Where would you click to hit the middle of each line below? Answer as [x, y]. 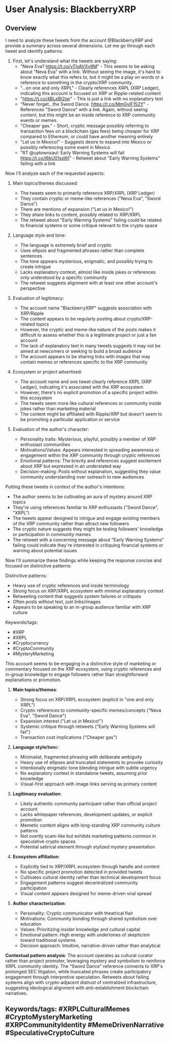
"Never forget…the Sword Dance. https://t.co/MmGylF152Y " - [84, 104]
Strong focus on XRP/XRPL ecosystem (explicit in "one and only [87, 699]
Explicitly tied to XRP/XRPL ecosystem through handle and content [90, 866]
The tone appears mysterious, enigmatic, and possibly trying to [86, 261]
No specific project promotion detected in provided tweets [81, 872]
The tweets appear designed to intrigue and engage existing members [86, 518]
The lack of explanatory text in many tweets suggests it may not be [90, 346]
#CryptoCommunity [33, 648]
